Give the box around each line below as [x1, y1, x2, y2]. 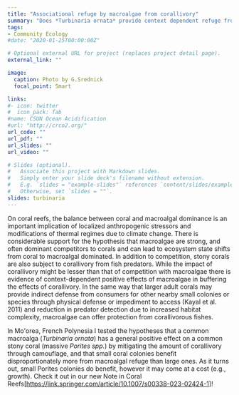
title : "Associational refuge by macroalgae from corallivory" [7, 10, 199, 18]
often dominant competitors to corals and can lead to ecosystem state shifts [7, 244, 230, 253]
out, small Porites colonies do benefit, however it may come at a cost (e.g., [7, 364, 226, 373]
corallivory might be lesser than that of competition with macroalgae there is [7, 267, 231, 275]
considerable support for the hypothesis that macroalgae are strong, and [7, 237, 221, 245]
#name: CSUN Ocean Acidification [7, 116, 107, 123]
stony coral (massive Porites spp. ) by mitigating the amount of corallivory [7, 342, 222, 350]
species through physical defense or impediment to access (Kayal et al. [7, 297, 217, 306]
